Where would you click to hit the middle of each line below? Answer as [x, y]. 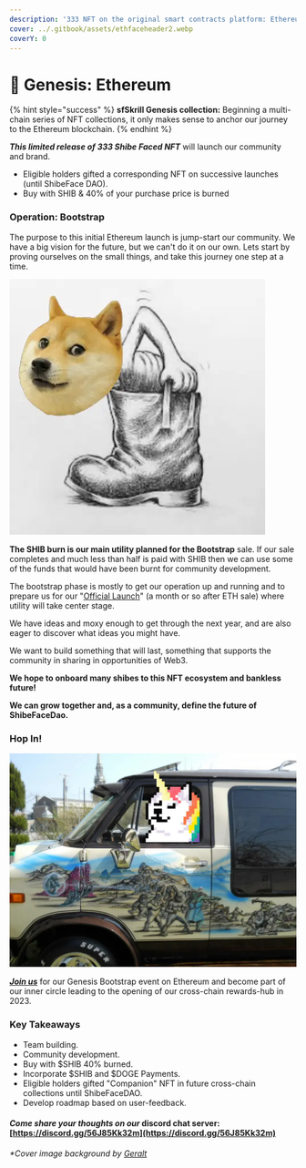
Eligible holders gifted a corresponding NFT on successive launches [151, 174]
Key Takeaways [45, 1025]
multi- [280, 110]
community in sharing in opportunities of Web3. [99, 660]
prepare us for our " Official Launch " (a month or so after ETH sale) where [147, 596]
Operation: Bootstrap [57, 217]
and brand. [30, 157]
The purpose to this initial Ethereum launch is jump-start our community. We [153, 237]
